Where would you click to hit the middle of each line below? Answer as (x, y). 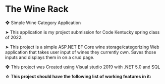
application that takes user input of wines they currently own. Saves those (81, 52)
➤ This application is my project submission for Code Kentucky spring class (82, 32)
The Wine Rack (37, 9)
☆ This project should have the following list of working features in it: (78, 76)
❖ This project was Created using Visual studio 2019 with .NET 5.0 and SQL (83, 67)
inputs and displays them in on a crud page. (50, 57)
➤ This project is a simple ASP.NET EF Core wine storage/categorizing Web (82, 47)
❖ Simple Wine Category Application (43, 23)
